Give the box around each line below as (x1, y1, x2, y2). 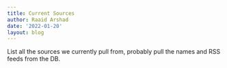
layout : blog (7, 29, 44, 36)
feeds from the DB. (7, 55, 61, 63)
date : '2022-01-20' (7, 22, 63, 29)
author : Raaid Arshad (7, 16, 69, 23)
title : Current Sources (7, 10, 75, 17)
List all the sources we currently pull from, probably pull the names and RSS (7, 48, 221, 56)
